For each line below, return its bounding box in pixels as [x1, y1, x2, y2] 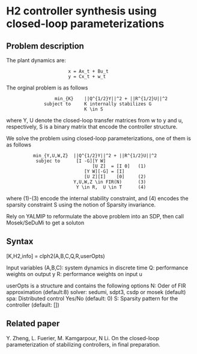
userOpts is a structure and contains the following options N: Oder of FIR [6, 282, 186, 289]
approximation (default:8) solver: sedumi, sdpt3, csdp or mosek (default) [6, 288, 186, 295]
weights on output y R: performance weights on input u [6, 270, 143, 277]
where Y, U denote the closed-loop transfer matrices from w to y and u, [6, 117, 183, 124]
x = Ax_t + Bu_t [68, 68, 109, 74]
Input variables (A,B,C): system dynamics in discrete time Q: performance [6, 264, 189, 271]
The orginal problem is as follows [6, 84, 88, 91]
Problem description [6, 41, 84, 51]
